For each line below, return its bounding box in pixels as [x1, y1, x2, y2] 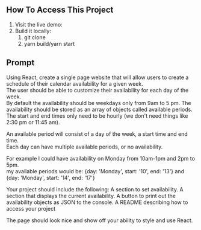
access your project [6, 205, 56, 212]
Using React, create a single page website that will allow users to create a [6, 74, 189, 81]
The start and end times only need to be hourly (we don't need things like [6, 112, 188, 120]
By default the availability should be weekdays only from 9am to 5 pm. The [6, 99, 191, 106]
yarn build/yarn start [23, 40, 75, 47]
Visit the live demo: [14, 21, 63, 28]
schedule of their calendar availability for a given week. [6, 80, 143, 87]
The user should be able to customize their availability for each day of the [6, 86, 189, 94]
